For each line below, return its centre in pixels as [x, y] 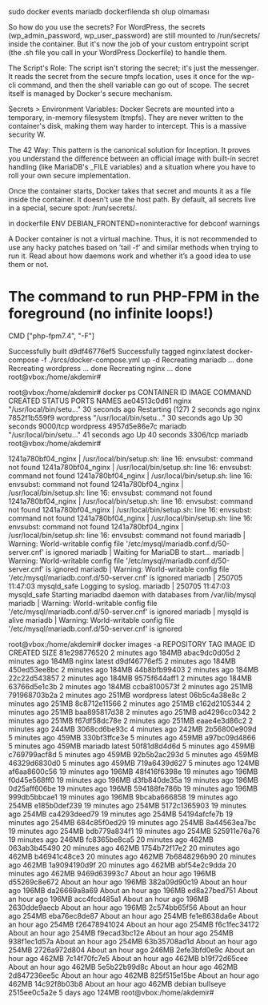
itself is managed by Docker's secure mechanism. [90, 94]
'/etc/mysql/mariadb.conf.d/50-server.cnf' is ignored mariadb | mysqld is [129, 612]
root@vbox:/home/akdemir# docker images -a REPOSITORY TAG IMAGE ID [132, 644]
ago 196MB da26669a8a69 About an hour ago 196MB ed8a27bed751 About [133, 890]
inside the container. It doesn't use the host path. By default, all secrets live [132, 199]
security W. [27, 134]
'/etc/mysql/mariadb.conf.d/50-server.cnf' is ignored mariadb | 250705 [126, 577]
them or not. [29, 264]
